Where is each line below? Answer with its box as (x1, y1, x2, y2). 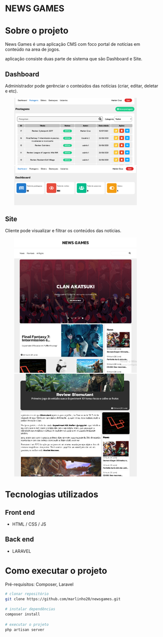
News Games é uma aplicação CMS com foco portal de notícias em (5, 41, 140, 47)
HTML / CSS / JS (12, 521, 46, 527)
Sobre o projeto (5, 25, 69, 36)
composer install (5, 612, 40, 617)
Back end (5, 535, 34, 544)
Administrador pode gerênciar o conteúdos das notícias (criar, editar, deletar (5, 83, 159, 89)
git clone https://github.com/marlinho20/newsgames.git (5, 597, 121, 601)
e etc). (5, 88, 18, 94)
